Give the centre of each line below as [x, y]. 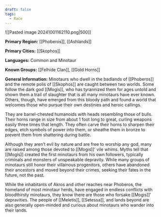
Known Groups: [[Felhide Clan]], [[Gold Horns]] [53, 70]
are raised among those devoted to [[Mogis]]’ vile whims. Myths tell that [77, 149]
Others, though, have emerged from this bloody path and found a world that [80, 100]
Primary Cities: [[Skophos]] [33, 51]
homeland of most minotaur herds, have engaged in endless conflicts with [79, 190]
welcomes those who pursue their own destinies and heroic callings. [73, 105]
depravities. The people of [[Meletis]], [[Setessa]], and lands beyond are [77, 200]
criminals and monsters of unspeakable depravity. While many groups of [77, 160]
